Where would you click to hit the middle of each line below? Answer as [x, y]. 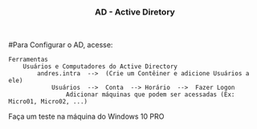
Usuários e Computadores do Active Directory [100, 67]
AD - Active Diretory [135, 12]
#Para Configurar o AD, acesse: [61, 45]
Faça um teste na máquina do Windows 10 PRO [86, 117]
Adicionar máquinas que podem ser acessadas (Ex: [150, 95]
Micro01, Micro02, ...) [48, 102]
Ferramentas [28, 60]
